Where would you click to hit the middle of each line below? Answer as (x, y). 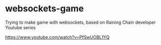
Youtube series (20, 27)
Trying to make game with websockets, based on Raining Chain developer (80, 22)
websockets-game (44, 9)
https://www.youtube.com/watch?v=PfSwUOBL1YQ (57, 37)
